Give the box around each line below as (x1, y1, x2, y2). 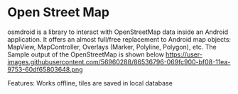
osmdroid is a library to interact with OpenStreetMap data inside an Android (7, 28, 229, 36)
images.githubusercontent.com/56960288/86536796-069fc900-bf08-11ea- (7, 57, 231, 66)
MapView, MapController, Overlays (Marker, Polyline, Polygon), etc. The (7, 42, 217, 51)
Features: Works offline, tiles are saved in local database (7, 78, 173, 87)
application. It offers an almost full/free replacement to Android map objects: (7, 35, 232, 43)
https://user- (166, 50, 202, 59)
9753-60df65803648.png (7, 65, 83, 74)
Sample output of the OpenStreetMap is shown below (7, 50, 165, 59)
